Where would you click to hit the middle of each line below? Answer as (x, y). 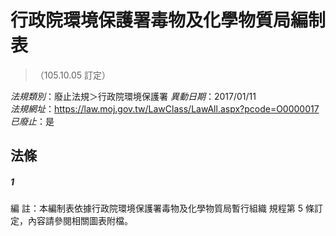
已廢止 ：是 (32, 121)
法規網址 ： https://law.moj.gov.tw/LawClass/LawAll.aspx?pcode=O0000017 (165, 108)
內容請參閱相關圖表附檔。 (80, 221)
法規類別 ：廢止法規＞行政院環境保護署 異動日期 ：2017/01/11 (133, 96)
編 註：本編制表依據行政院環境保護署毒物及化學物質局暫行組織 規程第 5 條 (162, 208)
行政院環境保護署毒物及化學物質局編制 (168, 20)
